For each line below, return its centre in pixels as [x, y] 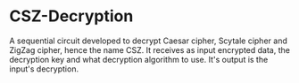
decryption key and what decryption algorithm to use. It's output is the [139, 59]
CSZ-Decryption [71, 16]
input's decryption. [44, 69]
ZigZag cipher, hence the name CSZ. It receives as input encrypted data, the [149, 49]
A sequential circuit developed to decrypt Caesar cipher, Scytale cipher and [148, 41]
